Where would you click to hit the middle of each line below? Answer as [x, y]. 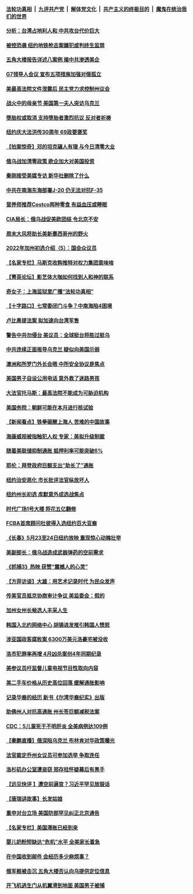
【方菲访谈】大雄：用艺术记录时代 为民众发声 [61, 581]
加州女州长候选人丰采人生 [37, 610]
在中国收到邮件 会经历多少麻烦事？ [48, 857]
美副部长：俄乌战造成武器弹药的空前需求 [55, 552]
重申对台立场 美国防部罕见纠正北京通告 [53, 813]
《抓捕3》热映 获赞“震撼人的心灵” [47, 567]
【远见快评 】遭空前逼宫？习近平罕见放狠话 [58, 784]
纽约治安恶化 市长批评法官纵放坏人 [48, 479]
